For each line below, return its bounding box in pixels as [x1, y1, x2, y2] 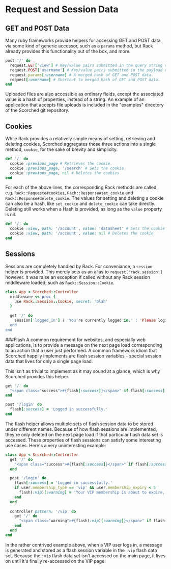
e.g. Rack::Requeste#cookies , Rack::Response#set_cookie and [5, 190, 133, 196]
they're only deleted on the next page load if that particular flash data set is [5, 431, 163, 437]
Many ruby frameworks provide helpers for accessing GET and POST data [5, 37, 161, 43]
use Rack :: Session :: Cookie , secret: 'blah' [14, 299, 108, 304]
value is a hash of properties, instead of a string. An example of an [5, 96, 145, 102]
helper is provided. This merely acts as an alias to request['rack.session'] [5, 269, 163, 275]
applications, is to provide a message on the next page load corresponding [5, 342, 162, 348]
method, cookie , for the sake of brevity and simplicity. [5, 146, 118, 152]
